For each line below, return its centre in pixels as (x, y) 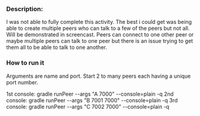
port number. (22, 82)
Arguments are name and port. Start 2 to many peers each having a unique (99, 76)
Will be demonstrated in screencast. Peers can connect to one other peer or (100, 35)
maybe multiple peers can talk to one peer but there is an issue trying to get (100, 41)
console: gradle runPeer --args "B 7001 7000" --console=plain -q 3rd (92, 100)
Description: (25, 9)
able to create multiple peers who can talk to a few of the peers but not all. (98, 28)
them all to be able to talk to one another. (57, 47)
